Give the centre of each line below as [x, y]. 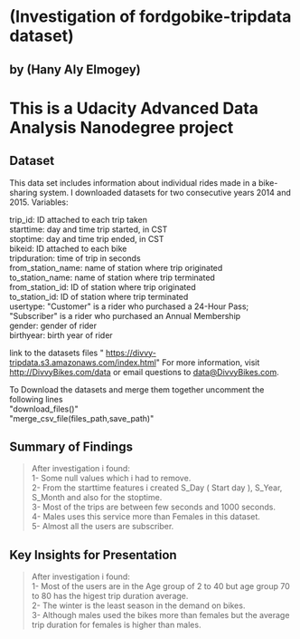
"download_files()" [44, 409]
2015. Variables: [39, 202]
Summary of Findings [71, 446]
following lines [36, 399]
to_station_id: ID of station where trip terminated [99, 296]
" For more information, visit [208, 362]
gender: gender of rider [53, 325]
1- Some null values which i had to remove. [111, 479]
